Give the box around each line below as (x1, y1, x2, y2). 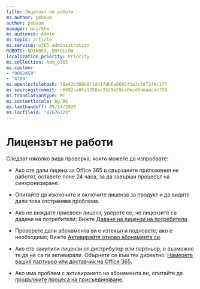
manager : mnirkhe (6, 25, 50, 32)
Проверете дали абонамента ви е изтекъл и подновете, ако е (14, 227, 172, 234)
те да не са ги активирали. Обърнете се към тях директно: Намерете (14, 252, 193, 259)
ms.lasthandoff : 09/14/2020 (6, 103, 77, 110)
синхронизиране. (14, 180, 60, 187)
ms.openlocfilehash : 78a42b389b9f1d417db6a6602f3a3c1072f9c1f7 (6, 82, 168, 88)
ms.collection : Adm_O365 (6, 59, 68, 65)
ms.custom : (6, 64, 34, 71)
